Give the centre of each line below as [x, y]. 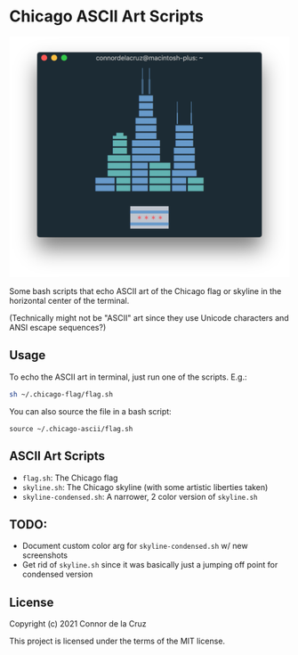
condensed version [57, 574]
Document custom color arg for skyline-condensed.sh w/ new [135, 546]
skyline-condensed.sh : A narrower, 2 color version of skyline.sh [140, 496]
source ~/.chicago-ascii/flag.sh [71, 429]
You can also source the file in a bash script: [90, 411]
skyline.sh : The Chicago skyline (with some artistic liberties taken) [145, 487]
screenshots [45, 555]
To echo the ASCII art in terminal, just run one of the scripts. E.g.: [128, 377]
